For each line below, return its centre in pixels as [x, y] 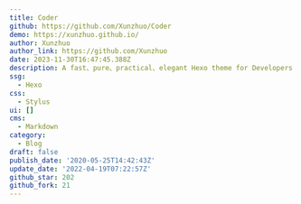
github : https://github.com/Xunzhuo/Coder [90, 26]
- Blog [30, 144]
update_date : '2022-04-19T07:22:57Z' [80, 169]
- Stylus [34, 102]
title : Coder [34, 18]
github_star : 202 [42, 177]
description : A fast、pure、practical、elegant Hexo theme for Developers [151, 69]
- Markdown [38, 127]
